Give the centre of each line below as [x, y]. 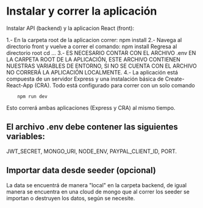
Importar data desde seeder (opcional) [81, 170]
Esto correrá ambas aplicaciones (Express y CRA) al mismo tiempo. [91, 107]
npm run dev [32, 96]
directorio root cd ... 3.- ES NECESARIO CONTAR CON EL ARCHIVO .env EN [101, 52]
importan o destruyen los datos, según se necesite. [71, 198]
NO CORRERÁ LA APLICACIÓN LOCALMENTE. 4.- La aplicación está [92, 72]
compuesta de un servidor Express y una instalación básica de [85, 79]
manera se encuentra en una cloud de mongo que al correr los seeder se [98, 192]
